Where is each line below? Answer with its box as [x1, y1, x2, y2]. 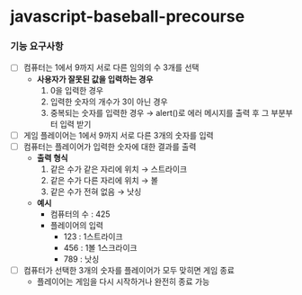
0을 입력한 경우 [49, 85, 104, 95]
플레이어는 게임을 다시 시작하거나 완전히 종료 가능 [36, 276, 210, 287]
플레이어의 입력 [49, 219, 104, 230]
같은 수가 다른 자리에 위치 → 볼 [49, 174, 158, 185]
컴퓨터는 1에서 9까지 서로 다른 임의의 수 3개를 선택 [22, 62, 200, 73]
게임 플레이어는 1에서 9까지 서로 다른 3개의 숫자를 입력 [22, 130, 214, 140]
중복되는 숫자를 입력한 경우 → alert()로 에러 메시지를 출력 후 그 [49, 107, 270, 118]
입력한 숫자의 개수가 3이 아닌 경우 [49, 96, 169, 107]
